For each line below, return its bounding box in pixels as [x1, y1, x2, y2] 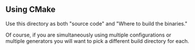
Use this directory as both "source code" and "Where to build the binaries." [5, 20, 188, 27]
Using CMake [5, 5, 56, 15]
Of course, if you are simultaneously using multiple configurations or [5, 31, 172, 38]
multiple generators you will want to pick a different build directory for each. [5, 37, 189, 44]
